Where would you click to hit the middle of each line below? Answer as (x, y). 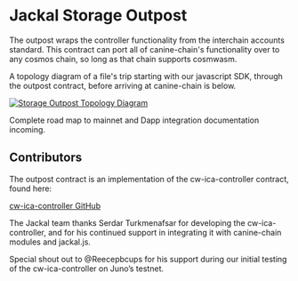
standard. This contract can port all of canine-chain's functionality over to (145, 49)
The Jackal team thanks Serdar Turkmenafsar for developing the (128, 222)
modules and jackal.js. (50, 242)
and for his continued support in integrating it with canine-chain (165, 232)
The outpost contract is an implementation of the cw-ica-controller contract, (149, 179)
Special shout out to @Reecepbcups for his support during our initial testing (148, 259)
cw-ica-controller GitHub (55, 205)
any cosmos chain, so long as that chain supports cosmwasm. (123, 59)
